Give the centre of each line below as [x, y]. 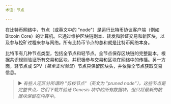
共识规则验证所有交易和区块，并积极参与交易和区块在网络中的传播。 [81, 60]
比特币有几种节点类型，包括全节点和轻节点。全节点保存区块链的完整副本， [83, 53]
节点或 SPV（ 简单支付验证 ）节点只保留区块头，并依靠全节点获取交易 [91, 66]
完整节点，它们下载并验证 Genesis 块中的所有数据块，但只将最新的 [88, 89]
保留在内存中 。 [42, 96]
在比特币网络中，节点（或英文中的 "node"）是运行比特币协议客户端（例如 [82, 30]
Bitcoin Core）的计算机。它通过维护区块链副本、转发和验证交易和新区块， [83, 36]
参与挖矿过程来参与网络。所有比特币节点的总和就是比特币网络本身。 [81, 42]
